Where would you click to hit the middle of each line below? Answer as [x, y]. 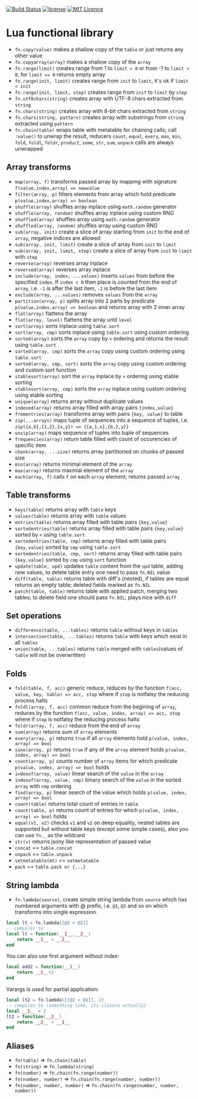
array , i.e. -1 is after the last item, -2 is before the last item [86, 288]
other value [28, 56]
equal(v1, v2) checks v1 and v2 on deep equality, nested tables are [97, 823]
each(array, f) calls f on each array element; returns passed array [97, 476]
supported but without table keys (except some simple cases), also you [101, 829]
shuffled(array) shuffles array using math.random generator [87, 219]
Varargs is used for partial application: [52, 989]
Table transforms [38, 495]
